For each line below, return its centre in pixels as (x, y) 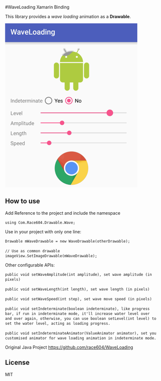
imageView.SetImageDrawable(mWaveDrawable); (51, 256)
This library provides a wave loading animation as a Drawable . (68, 16)
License (17, 363)
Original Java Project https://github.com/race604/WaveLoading (69, 347)
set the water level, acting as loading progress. (58, 323)
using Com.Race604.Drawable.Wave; (40, 223)
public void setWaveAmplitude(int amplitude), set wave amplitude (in (79, 274)
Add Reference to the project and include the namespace (63, 213)
